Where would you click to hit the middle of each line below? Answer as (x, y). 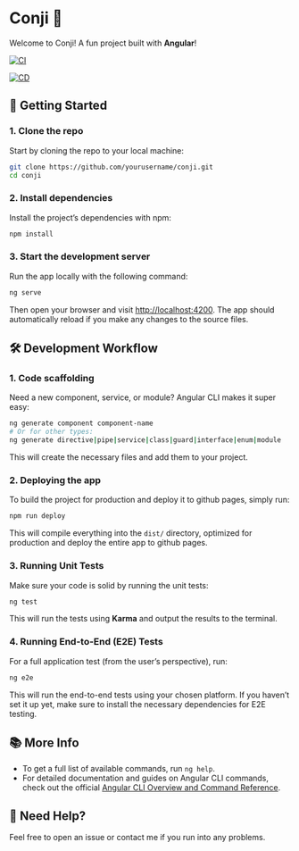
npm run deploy (37, 516)
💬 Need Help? (48, 816)
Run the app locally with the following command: (99, 276)
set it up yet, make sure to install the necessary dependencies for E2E (137, 704)
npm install (31, 234)
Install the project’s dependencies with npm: (91, 217)
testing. (23, 713)
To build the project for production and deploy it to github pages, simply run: (149, 500)
